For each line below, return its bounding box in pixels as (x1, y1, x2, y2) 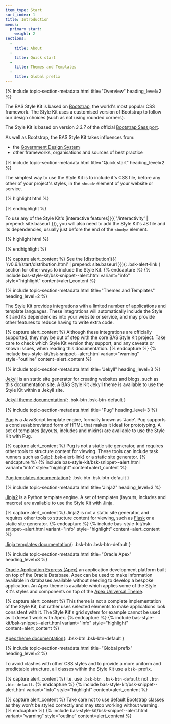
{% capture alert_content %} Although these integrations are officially (5, 329, 152, 335)
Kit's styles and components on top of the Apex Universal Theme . (5, 588, 144, 594)
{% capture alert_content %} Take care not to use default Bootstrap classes (5, 696, 164, 703)
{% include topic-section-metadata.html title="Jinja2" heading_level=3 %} (5, 484, 161, 490)
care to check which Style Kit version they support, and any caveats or (5, 340, 154, 346)
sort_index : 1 (5, 12, 36, 17)
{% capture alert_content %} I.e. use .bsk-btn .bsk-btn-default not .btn (5, 675, 159, 682)
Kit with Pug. (5, 433, 32, 439)
